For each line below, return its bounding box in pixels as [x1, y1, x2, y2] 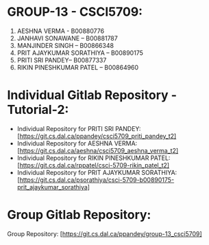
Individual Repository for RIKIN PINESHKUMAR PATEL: [16, 154, 171, 162]
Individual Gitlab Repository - [7, 87, 177, 103]
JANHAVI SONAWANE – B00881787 [16, 34, 118, 42]
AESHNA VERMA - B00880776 [16, 27, 105, 35]
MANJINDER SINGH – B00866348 [16, 41, 114, 49]
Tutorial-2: [7, 102, 69, 117]
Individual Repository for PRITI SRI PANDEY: [16, 124, 141, 132]
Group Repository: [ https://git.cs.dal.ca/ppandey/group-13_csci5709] [7, 229, 202, 237]
